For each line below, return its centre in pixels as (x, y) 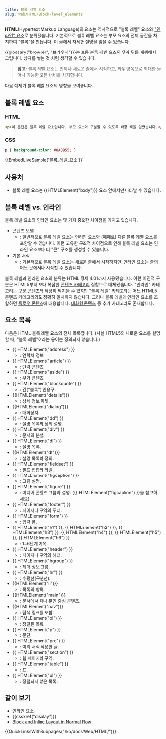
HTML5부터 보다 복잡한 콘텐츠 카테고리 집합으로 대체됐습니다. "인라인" (82, 284)
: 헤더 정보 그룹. (35, 566)
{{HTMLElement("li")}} (35, 583)
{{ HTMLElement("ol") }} (37, 618)
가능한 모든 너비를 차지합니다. (55, 75)
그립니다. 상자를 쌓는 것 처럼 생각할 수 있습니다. (51, 58)
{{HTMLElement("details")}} (41, 395)
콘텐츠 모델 (23, 230)
